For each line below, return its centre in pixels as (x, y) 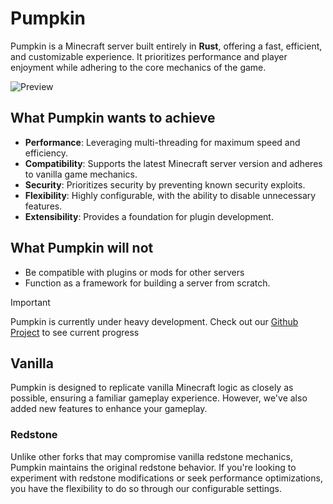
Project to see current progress (75, 332)
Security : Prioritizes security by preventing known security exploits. (165, 184)
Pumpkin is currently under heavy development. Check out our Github (154, 321)
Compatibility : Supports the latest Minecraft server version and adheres (173, 163)
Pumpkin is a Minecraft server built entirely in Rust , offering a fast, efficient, (166, 46)
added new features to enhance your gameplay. (109, 409)
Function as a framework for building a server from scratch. (147, 283)
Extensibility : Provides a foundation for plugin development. (149, 216)
